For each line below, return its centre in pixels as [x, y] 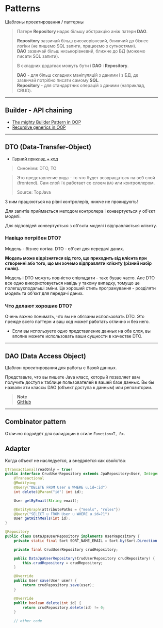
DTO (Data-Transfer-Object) [48, 147]
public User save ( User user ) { [45, 581]
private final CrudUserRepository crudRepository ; [66, 549]
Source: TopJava [34, 192]
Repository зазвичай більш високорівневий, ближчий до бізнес [83, 41]
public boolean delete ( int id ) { [48, 603]
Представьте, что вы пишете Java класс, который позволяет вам [73, 377]
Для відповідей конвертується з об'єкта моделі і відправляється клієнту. [81, 225]
